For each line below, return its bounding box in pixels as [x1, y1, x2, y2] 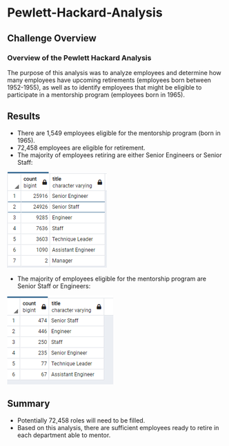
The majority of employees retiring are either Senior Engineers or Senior [17, 150, 222, 159]
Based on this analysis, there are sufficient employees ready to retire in [17, 423, 219, 432]
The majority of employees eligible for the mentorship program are [17, 274, 207, 283]
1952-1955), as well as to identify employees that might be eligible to [7, 83, 202, 91]
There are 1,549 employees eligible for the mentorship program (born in [17, 129, 221, 137]
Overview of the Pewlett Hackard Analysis [7, 53, 152, 63]
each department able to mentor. [17, 431, 111, 439]
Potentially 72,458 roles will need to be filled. [17, 416, 146, 425]
